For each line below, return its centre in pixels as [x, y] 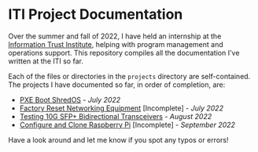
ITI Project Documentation [96, 14]
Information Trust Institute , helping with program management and [116, 44]
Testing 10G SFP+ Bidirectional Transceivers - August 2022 [116, 116]
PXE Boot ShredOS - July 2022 [70, 100]
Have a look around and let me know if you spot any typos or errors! [118, 139]
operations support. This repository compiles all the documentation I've [124, 52]
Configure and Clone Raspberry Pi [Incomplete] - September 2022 [127, 125]
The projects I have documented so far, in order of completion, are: [117, 85]
